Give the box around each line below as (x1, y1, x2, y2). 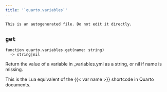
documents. (5, 82, 31, 88)
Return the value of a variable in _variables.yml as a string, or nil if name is (5, 61, 162, 67)
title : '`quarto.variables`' (5, 7, 68, 13)
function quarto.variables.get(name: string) (5, 48, 104, 53)
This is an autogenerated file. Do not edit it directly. (5, 21, 132, 27)
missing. (5, 66, 23, 73)
